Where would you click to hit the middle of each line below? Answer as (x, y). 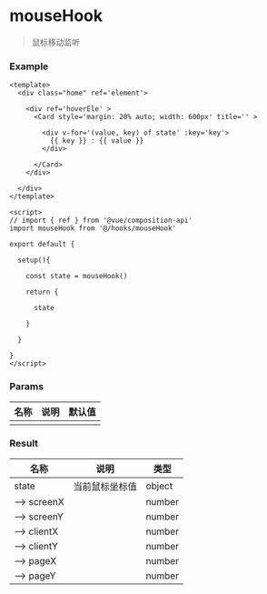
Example (29, 66)
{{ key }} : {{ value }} (97, 141)
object (159, 486)
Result (24, 444)
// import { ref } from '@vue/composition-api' (101, 221)
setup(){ (34, 260)
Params (26, 387)
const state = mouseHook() (77, 277)
